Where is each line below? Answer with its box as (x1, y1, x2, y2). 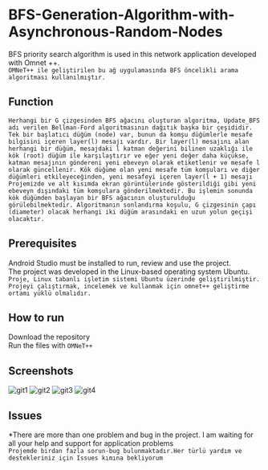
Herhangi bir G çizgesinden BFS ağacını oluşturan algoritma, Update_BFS (8, 116, 261, 125)
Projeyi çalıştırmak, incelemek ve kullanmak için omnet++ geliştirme (8, 282, 250, 290)
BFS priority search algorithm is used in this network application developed (8, 49, 257, 59)
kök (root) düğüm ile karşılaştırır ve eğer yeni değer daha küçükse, (8, 151, 250, 160)
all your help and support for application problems (8, 439, 174, 448)
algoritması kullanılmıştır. (8, 73, 106, 81)
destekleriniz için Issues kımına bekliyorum (8, 454, 163, 462)
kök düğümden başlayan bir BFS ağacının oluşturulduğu (8, 194, 196, 202)
